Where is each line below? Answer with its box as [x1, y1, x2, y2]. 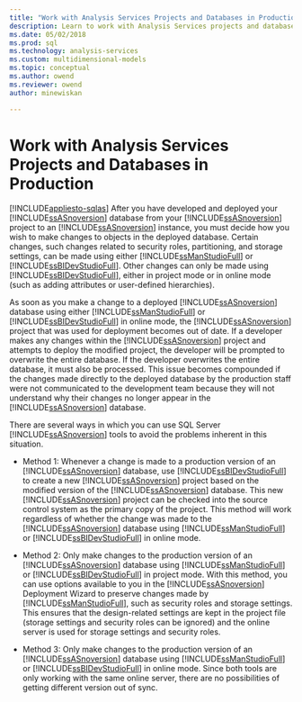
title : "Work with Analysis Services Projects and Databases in [9, 13, 255, 22]
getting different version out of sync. [22, 682, 159, 693]
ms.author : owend [9, 72, 75, 81]
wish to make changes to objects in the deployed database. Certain [9, 231, 259, 243]
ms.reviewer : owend [9, 80, 83, 89]
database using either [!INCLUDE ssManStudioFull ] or [9, 307, 206, 318]
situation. [9, 438, 44, 450]
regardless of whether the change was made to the [22, 514, 213, 525]
